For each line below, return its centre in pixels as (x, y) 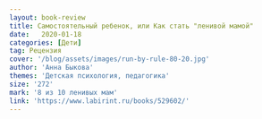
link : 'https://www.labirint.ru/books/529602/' (100, 101)
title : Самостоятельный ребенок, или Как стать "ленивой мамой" (131, 26)
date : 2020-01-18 (46, 34)
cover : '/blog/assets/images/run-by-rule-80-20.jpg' (110, 59)
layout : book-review (48, 17)
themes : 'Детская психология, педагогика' (89, 76)
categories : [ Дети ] (46, 42)
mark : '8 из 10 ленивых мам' (63, 92)
